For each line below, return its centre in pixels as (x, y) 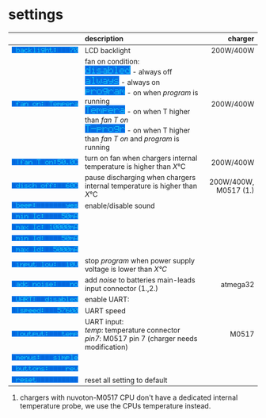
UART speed (105, 310)
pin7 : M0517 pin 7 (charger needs (141, 338)
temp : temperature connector (132, 330)
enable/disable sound (120, 205)
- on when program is (162, 92)
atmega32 (237, 284)
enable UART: (107, 300)
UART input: (104, 321)
